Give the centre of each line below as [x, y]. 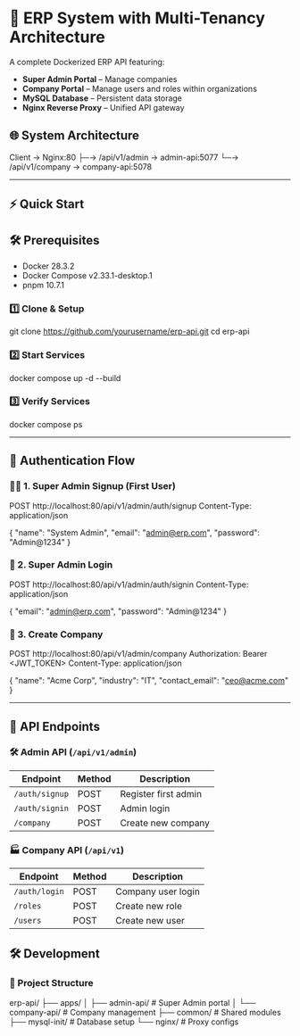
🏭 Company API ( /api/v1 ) [67, 850]
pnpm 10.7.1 [43, 285]
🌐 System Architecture [75, 136]
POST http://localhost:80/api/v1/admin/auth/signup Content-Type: [130, 506]
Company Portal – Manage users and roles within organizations [139, 88]
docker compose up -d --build [65, 377]
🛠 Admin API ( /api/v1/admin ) [73, 752]
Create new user [150, 921]
